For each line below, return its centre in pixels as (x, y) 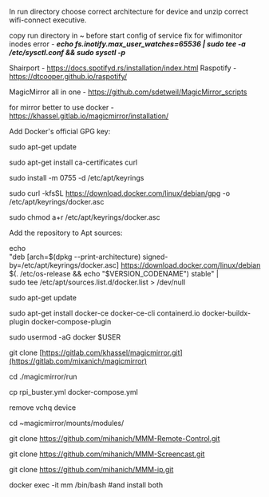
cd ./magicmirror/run (43, 376)
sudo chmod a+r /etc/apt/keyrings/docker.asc (85, 217)
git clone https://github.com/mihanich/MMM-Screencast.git (107, 454)
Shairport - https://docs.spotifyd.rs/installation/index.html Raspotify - (123, 68)
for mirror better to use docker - (61, 107)
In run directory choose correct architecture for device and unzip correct (129, 12)
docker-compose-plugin (71, 322)
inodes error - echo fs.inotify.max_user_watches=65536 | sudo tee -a (127, 44)
